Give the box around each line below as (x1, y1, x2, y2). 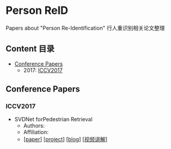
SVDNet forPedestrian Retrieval (14, 116, 93, 123)
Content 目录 (5, 43, 55, 54)
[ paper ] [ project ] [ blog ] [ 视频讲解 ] (23, 136, 108, 143)
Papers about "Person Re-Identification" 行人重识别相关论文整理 (5, 24, 165, 31)
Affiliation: (23, 128, 49, 136)
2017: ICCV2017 (23, 66, 63, 74)
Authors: (23, 122, 45, 130)
